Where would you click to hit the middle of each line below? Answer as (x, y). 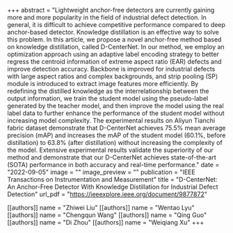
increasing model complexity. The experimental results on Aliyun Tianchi (111, 120)
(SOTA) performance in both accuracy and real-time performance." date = (113, 165)
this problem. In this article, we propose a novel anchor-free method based (114, 40)
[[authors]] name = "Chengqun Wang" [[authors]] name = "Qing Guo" (107, 215)
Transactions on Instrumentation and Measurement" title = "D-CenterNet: (112, 179)
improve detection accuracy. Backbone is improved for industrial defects (111, 69)
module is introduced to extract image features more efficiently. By (103, 84)
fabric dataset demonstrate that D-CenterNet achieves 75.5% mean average (116, 128)
